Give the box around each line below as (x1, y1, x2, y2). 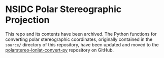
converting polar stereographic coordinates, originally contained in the (5, 36, 153, 42)
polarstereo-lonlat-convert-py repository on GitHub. (5, 47, 114, 53)
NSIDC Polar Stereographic (5, 4, 122, 15)
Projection (5, 14, 50, 26)
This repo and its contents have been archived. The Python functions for (5, 31, 157, 37)
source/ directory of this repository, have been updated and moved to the (5, 41, 159, 47)
